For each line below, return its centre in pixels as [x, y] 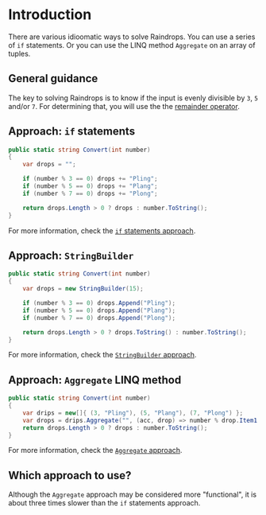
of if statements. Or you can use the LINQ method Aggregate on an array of [132, 45]
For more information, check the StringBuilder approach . [102, 355]
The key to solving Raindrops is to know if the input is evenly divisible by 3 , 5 [133, 98]
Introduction [50, 15]
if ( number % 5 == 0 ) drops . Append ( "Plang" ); [99, 310]
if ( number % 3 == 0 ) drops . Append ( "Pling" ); [99, 303]
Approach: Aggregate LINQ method [95, 380]
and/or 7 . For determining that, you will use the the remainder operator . [124, 106]
